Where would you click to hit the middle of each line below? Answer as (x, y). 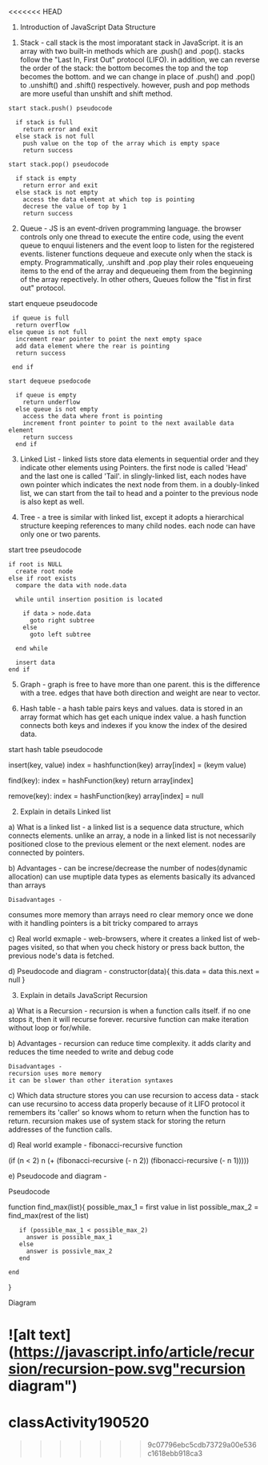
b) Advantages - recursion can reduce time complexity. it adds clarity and (130, 1043)
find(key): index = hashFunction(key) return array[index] (101, 781)
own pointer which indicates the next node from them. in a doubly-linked (140, 485)
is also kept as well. (52, 501)
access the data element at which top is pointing (109, 199)
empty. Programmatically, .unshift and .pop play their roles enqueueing (136, 262)
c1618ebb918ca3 (175, 1454)
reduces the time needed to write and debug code (91, 1052)
